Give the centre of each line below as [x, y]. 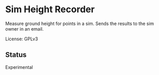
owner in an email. [25, 29]
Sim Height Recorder [50, 9]
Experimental [19, 67]
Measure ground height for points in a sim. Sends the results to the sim [80, 23]
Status [16, 55]
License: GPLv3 [22, 39]
